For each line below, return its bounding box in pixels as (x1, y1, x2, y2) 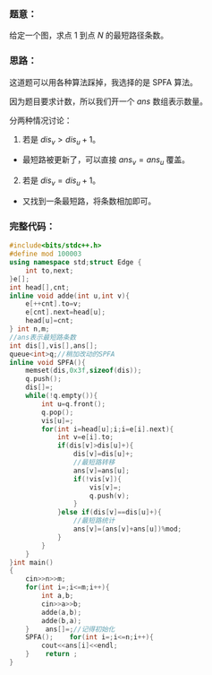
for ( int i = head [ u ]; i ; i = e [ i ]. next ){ (41, 424, 174, 434)
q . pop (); (41, 408, 74, 417)
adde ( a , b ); (41, 608, 82, 617)
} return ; (25, 650, 78, 659)
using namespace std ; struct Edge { (9, 258, 142, 267)
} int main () (9, 558, 54, 567)
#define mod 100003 (9, 249, 82, 259)
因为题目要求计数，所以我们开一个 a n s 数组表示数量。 (9, 96, 208, 107)
